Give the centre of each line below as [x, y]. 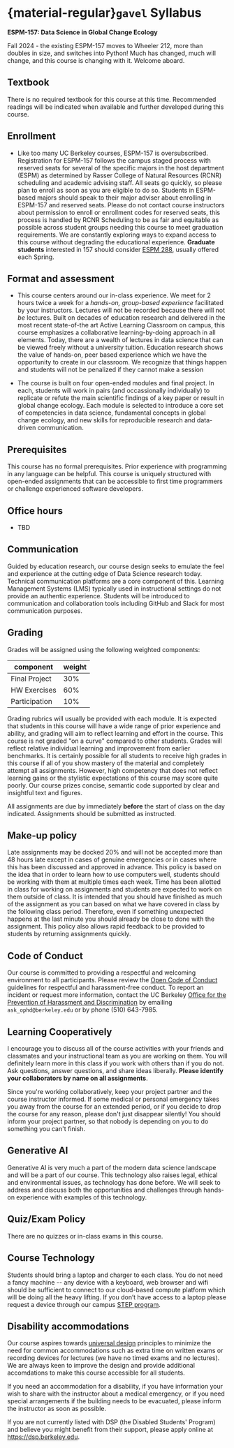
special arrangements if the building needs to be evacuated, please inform [114, 1401]
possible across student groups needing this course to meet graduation [120, 227]
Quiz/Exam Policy [46, 1219]
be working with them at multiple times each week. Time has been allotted [114, 882]
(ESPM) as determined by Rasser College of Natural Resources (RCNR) [119, 175]
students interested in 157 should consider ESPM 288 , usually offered [118, 249]
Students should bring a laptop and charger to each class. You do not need [115, 1275]
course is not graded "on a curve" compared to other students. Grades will [115, 741]
